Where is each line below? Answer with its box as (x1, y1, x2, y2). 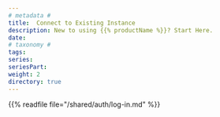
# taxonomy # (8, 41, 51, 49)
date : (8, 33, 26, 42)
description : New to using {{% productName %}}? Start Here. (8, 26, 214, 34)
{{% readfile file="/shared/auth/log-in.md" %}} (8, 100, 161, 109)
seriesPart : (8, 63, 47, 71)
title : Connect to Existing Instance (8, 19, 136, 27)
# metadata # (8, 11, 51, 20)
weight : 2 (8, 70, 41, 78)
